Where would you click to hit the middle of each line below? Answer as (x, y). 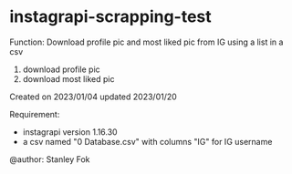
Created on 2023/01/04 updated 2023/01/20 (94, 97)
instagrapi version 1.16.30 (70, 132)
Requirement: (35, 114)
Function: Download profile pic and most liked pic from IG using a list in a (146, 42)
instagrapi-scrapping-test (110, 17)
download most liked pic (68, 78)
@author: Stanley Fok (50, 159)
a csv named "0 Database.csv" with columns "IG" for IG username (147, 141)
